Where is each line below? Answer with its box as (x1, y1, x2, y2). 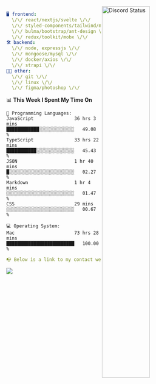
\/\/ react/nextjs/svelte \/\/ (12, 16, 91, 23)
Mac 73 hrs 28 (6, 230, 99, 236)
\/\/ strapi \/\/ (12, 62, 56, 68)
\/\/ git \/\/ (12, 73, 47, 80)
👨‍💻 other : (6, 68, 32, 74)
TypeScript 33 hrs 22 (6, 137, 99, 143)
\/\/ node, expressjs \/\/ (12, 45, 80, 51)
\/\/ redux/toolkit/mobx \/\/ (12, 34, 88, 40)
